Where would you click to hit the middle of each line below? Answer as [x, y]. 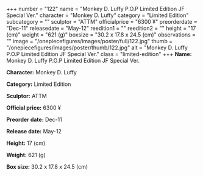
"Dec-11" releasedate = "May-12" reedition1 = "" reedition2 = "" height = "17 [101, 28]
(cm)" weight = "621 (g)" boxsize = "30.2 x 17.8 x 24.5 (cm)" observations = [101, 35]
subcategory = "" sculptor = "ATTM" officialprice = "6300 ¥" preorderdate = [102, 22]
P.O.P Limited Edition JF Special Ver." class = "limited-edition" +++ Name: [99, 54]
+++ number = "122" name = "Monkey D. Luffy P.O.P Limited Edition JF [95, 9]
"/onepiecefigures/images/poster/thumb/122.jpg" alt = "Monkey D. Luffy [97, 48]
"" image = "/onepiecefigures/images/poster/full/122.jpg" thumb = [89, 41]
